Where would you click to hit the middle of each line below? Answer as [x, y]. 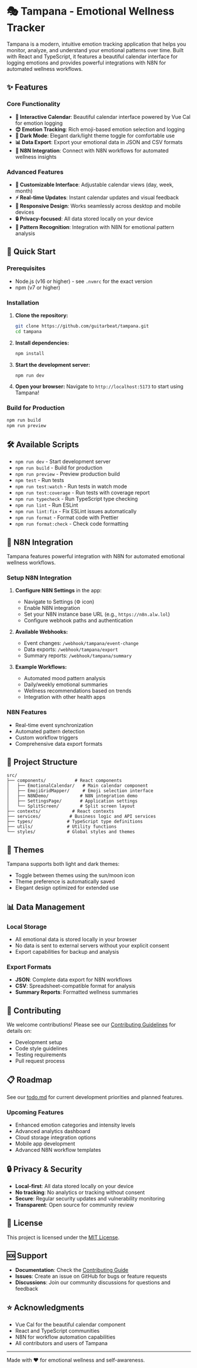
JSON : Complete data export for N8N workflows [73, 980]
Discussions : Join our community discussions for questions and [93, 1282]
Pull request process [40, 1061]
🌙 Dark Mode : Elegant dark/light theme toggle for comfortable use [95, 135]
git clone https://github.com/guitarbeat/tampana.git [82, 326]
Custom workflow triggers [46, 737]
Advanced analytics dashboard [53, 1131]
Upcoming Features [35, 1112]
